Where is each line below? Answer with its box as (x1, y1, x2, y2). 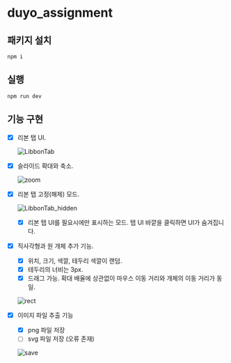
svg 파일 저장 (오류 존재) (27, 334, 95, 343)
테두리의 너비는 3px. (27, 265, 83, 273)
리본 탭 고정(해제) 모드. (17, 190, 80, 198)
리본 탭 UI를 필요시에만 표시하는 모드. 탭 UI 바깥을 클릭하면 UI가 (27, 218, 200, 226)
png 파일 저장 (27, 326, 65, 334)
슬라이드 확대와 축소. (17, 162, 74, 170)
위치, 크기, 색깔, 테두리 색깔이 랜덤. (27, 256, 122, 265)
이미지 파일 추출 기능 (17, 311, 74, 320)
